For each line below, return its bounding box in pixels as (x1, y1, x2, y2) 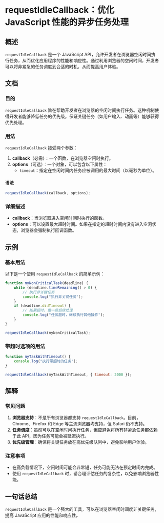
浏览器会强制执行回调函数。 (20, 228, 77, 233)
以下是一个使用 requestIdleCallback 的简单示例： (5, 271, 105, 277)
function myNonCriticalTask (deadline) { (5, 281, 89, 286)
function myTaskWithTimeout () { (5, 354, 71, 359)
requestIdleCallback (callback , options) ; (5, 191, 91, 196)
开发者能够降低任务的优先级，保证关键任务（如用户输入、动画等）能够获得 (9, 113, 159, 119)
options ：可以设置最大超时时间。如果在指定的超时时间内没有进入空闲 (12, 221, 152, 227)
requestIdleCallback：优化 (5, 4, 115, 16)
